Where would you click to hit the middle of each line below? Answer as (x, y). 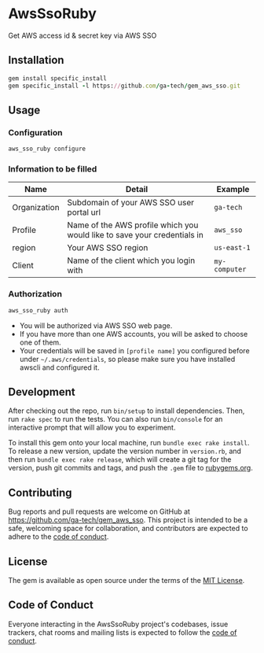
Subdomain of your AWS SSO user (131, 203)
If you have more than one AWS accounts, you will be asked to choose (134, 334)
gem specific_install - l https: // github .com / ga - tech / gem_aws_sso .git (125, 86)
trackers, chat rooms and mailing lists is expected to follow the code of (123, 632)
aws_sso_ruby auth (38, 310)
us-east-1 (232, 248)
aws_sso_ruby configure (47, 149)
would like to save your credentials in (136, 235)
